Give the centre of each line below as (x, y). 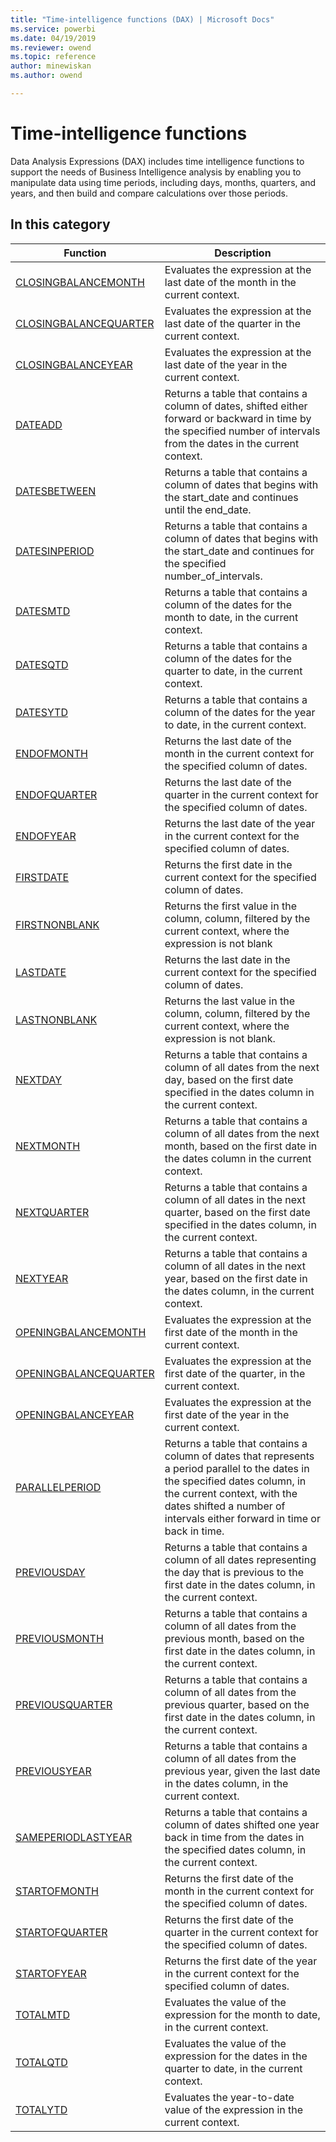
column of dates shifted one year (242, 1824)
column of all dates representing (240, 1559)
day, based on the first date (229, 1079)
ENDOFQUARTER (56, 794)
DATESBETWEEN (56, 491)
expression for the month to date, (242, 2014)
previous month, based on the (234, 1638)
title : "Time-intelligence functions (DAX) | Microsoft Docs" (142, 19)
